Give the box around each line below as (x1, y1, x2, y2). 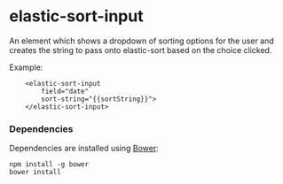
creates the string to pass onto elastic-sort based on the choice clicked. (9, 44, 272, 55)
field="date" (41, 87, 90, 96)
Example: (9, 62, 43, 73)
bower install (9, 168, 62, 177)
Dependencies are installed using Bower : (9, 143, 160, 154)
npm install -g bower (9, 160, 90, 169)
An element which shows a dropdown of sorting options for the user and (9, 35, 275, 46)
